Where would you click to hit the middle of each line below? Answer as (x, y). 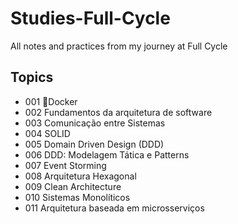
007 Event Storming (65, 165)
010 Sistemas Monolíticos (77, 197)
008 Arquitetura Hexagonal (80, 176)
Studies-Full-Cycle (90, 18)
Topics (32, 77)
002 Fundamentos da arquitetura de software (118, 112)
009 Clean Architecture (73, 186)
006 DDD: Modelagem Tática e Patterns (107, 154)
